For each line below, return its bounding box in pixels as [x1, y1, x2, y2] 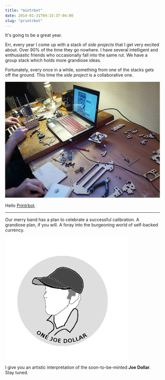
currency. [5, 227, 25, 233]
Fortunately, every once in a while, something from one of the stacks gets [5, 67, 154, 73]
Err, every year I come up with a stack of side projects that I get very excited [5, 42, 160, 48]
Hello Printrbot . [5, 203, 36, 208]
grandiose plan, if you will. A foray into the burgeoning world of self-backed [5, 222, 158, 228]
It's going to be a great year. [5, 32, 62, 38]
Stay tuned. [5, 370, 28, 376]
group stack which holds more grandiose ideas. [5, 57, 102, 63]
